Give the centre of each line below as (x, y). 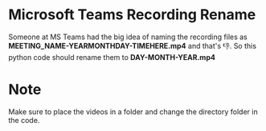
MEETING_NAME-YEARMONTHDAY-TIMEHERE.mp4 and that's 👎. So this (133, 46)
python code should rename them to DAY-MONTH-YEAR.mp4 (112, 57)
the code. (24, 120)
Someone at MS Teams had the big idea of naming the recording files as (128, 37)
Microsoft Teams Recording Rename (132, 15)
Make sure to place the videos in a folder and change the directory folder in (133, 111)
